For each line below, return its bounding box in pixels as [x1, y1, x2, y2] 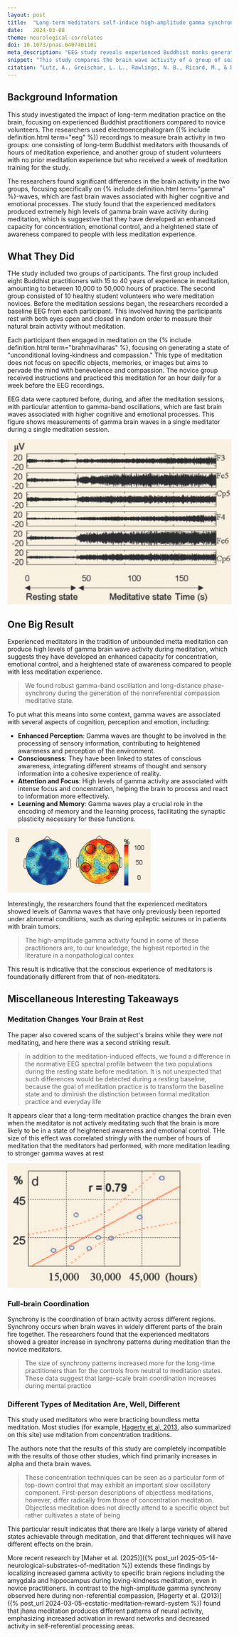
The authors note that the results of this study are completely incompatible [7, 1444, 226, 1453]
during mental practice [24, 1381, 92, 1390]
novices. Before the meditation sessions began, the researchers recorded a [7, 300, 228, 308]
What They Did [7, 250, 75, 263]
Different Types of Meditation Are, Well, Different [7, 1399, 180, 1409]
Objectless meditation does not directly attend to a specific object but [24, 1503, 230, 1512]
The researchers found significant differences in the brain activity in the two [7, 176, 230, 185]
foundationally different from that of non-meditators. [7, 973, 161, 981]
